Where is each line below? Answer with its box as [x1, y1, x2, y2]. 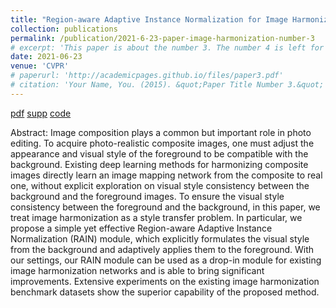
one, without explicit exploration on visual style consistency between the [10, 179, 310, 191]
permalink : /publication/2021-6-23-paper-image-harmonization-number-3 [10, 33, 315, 43]
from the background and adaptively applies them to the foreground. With [10, 243, 315, 255]
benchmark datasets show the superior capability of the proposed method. [10, 286, 320, 298]
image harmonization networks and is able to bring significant [10, 264, 265, 276]
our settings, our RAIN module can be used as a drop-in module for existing [10, 254, 322, 266]
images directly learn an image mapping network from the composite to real [10, 169, 323, 181]
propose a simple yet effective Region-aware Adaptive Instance [10, 222, 273, 234]
